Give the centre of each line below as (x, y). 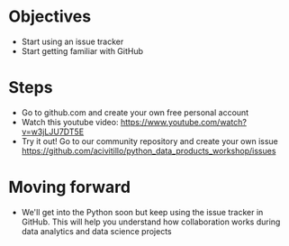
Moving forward (70, 187)
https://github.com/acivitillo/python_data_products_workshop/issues (149, 150)
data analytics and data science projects (96, 231)
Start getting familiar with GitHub (82, 50)
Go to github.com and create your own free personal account (135, 112)
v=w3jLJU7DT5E (53, 132)
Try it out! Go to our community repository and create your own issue (149, 141)
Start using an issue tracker (72, 41)
